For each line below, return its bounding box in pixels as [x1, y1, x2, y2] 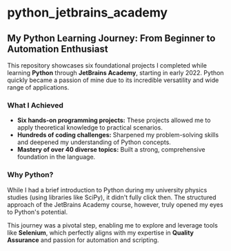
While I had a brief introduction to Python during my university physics [7, 185, 208, 194]
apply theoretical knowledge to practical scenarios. [17, 123, 163, 132]
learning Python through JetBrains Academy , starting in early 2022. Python [7, 69, 224, 77]
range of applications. [7, 83, 70, 91]
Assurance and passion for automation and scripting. [7, 236, 159, 244]
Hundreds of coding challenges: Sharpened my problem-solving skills [17, 131, 219, 139]
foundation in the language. [17, 153, 96, 161]
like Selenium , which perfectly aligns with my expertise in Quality [7, 228, 194, 237]
